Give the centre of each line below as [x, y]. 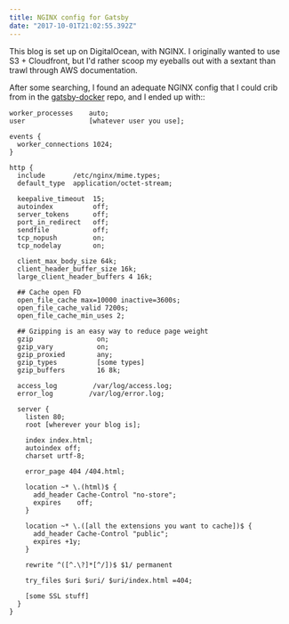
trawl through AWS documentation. [73, 70]
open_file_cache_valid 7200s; [73, 308]
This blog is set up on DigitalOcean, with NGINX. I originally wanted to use [144, 51]
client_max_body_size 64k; [67, 261]
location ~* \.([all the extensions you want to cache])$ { [139, 526]
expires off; [63, 502]
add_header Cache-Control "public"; [100, 534]
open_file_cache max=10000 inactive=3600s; [99, 300]
